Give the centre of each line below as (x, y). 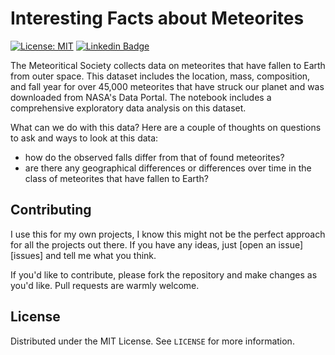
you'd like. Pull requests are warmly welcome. (105, 285)
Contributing (51, 210)
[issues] (27, 255)
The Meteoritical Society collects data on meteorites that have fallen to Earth (168, 65)
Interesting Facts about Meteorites (157, 18)
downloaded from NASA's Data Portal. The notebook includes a (141, 97)
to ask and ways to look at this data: (84, 138)
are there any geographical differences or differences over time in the (168, 168)
